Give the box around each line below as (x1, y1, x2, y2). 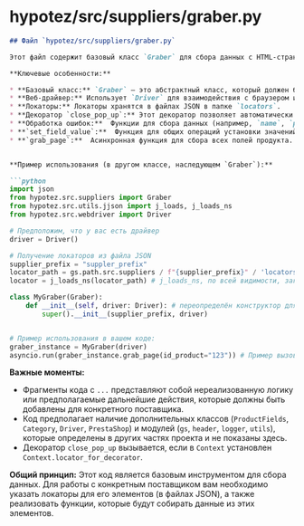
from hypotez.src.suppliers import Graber (9, 193, 172, 203)
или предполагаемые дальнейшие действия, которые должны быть (22, 394, 286, 405)
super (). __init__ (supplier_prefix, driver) (42, 310, 208, 319)
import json (9, 185, 54, 194)
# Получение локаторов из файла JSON (9, 251, 152, 260)
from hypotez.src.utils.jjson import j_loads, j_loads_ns (9, 202, 233, 211)
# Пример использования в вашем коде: (9, 333, 156, 343)
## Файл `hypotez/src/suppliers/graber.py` (9, 36, 176, 45)
